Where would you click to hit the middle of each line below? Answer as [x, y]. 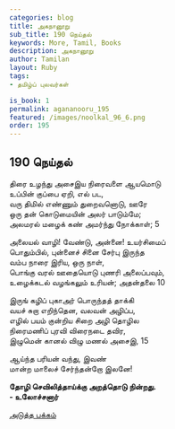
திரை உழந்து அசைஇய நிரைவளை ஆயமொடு [85, 183]
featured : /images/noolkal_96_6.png [77, 118]
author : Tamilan [39, 59]
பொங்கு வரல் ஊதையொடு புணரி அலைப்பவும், [87, 272]
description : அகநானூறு [51, 51]
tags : [19, 76]
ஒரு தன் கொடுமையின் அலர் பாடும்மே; [75, 214]
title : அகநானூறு [39, 26]
